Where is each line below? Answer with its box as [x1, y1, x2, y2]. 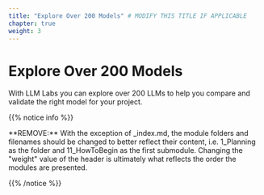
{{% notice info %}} [8, 112, 74, 122]
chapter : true [8, 19, 57, 28]
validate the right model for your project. [8, 97, 143, 107]
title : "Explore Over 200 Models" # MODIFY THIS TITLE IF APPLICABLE [8, 11, 248, 20]
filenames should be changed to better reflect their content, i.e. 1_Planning [8, 137, 256, 146]
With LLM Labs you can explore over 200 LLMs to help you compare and [8, 88, 250, 98]
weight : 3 [8, 27, 42, 35]
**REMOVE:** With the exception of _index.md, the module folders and [8, 129, 249, 138]
